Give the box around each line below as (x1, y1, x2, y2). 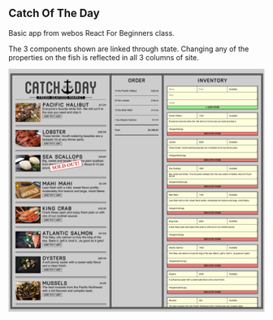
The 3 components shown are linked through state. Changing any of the (8, 44, 249, 54)
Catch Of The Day (8, 7, 100, 20)
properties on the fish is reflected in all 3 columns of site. (8, 52, 199, 62)
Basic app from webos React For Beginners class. (8, 28, 175, 37)
